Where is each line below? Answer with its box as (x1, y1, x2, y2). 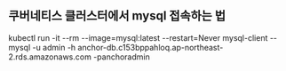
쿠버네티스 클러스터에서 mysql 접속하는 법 (8, 8, 226, 24)
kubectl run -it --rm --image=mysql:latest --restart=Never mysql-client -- (8, 32, 277, 43)
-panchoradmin (93, 51, 150, 62)
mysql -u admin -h (8, 42, 76, 52)
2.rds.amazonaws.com (8, 51, 92, 62)
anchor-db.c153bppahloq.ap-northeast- (77, 42, 224, 52)
